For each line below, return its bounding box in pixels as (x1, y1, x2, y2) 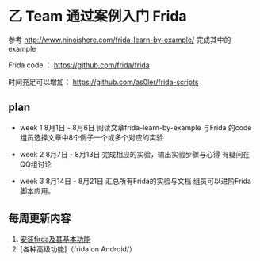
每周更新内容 (8, 212, 71, 225)
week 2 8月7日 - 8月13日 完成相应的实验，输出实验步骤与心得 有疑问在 (19, 149, 250, 159)
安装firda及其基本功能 (19, 234, 91, 244)
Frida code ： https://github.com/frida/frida (8, 60, 150, 70)
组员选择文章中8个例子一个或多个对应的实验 (19, 132, 164, 142)
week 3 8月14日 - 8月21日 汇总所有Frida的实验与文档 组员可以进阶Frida (19, 176, 252, 186)
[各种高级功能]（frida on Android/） (19, 244, 136, 254)
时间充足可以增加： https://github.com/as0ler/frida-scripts (8, 77, 199, 86)
